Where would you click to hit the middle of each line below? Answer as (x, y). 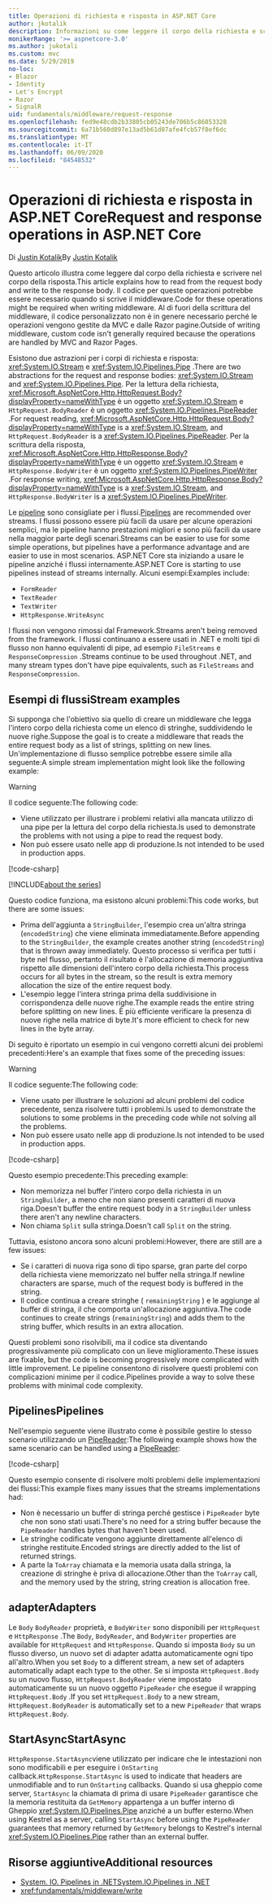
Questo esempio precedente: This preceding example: (98, 1175)
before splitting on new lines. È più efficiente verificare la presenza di (136, 1011)
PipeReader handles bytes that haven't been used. (103, 1530)
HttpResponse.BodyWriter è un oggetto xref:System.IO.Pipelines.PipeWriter (133, 471)
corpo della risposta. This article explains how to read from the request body (135, 282)
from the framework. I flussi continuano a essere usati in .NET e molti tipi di (134, 639)
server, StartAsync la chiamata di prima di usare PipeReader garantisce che (133, 1794)
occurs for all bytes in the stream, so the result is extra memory (126, 977)
